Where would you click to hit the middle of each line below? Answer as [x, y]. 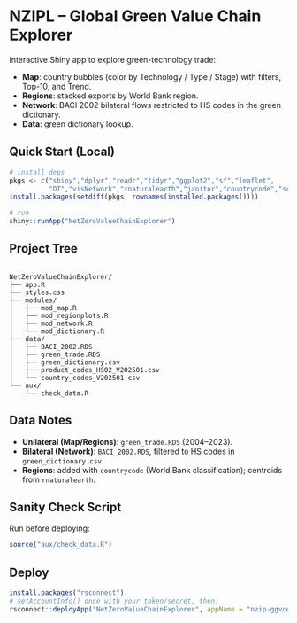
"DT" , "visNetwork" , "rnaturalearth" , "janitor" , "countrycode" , [163, 189]
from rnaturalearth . [58, 479]
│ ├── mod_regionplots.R [59, 315]
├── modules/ [33, 300]
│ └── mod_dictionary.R [57, 331]
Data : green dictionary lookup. [77, 124]
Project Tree [43, 249]
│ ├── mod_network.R [51, 323]
